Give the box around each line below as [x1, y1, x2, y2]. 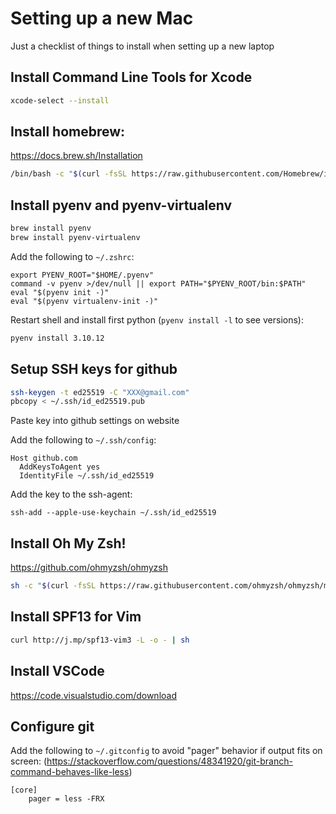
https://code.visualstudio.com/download [10, 689, 177, 701]
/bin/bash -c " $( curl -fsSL [10, 169, 128, 179]
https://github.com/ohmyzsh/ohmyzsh [10, 562, 168, 574]
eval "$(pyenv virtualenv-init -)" [10, 296, 159, 306]
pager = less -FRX [28, 794, 105, 804]
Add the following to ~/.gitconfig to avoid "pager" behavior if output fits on [10, 745, 323, 757]
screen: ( [10, 755, 48, 767]
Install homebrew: [10, 123, 126, 141]
